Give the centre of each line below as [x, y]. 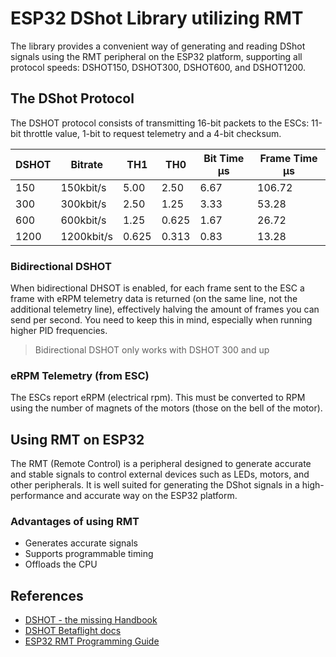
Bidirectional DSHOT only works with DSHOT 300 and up [152, 350]
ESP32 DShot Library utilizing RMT [157, 18]
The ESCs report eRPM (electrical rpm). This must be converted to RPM [158, 398]
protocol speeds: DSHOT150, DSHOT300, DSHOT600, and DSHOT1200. [158, 67]
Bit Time [224, 158]
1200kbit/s [86, 236]
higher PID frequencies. [59, 331]
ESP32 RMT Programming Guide [92, 641]
